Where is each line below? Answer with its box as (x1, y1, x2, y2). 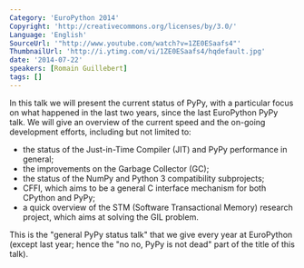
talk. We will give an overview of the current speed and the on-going (9, 116, 266, 127)
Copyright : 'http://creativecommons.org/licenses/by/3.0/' (9, 22, 238, 31)
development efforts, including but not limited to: (9, 126, 192, 137)
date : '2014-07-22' (9, 55, 83, 65)
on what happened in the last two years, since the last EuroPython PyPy (9, 106, 279, 118)
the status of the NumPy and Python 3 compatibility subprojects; (22, 173, 265, 184)
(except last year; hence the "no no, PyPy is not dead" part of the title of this (9, 238, 295, 250)
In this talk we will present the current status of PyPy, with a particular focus (9, 97, 294, 108)
